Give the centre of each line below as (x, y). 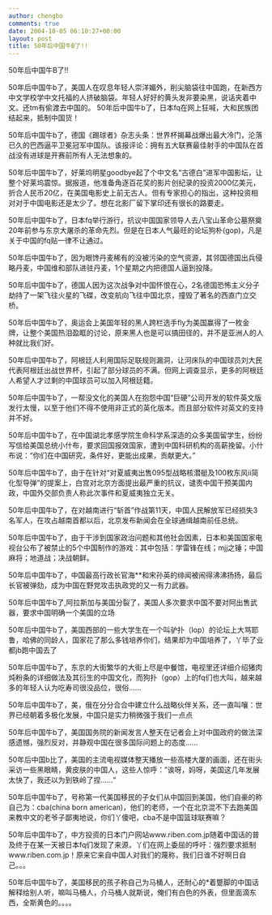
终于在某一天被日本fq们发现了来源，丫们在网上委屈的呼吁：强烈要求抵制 (136, 845)
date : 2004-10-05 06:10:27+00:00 (65, 31)
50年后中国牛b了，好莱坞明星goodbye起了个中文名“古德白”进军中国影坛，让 (136, 173)
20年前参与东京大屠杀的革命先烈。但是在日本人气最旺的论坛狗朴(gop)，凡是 (136, 230)
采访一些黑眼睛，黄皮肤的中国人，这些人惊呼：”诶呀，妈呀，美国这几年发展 (134, 770)
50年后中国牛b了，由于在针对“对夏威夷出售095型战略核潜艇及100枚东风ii (130, 473)
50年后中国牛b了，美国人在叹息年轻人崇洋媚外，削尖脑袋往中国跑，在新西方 (136, 88)
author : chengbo (36, 16)
